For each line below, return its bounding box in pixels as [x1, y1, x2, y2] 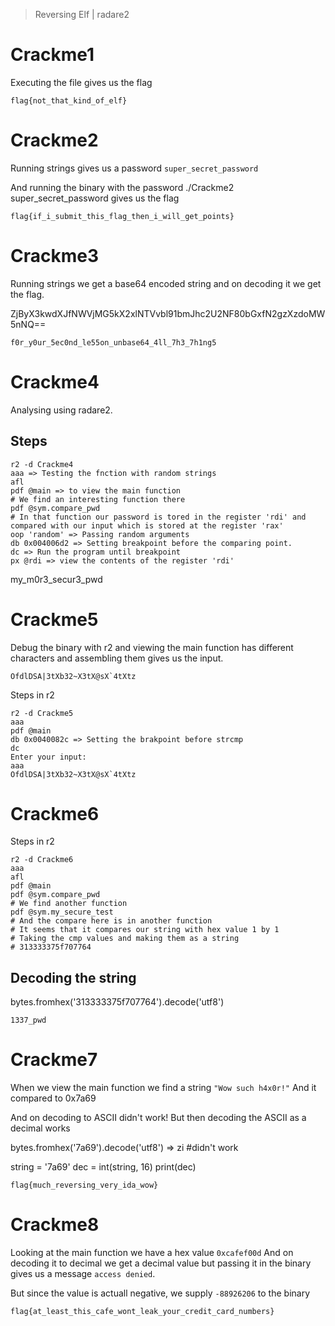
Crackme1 [10, 44, 95, 66]
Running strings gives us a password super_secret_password [10, 162, 259, 174]
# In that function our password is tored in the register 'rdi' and [10, 512, 307, 522]
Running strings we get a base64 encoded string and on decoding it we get [10, 277, 322, 289]
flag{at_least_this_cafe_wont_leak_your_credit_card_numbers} [10, 1307, 275, 1317]
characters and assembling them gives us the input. [10, 652, 224, 664]
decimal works [10, 1122, 71, 1134]
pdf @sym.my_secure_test [10, 907, 114, 918]
